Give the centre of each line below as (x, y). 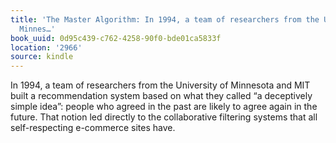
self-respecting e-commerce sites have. (93, 128)
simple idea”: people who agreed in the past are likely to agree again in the (164, 107)
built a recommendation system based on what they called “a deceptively (161, 96)
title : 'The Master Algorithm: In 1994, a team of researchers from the (165, 19)
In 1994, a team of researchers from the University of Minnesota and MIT (160, 85)
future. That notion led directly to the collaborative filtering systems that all (164, 117)
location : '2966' (46, 47)
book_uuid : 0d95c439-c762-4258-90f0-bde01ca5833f (116, 38)
